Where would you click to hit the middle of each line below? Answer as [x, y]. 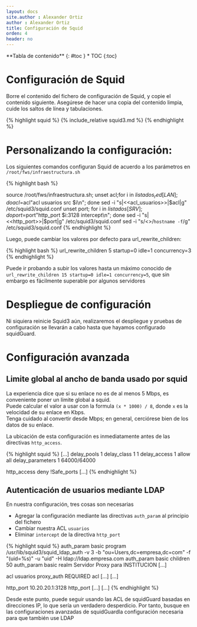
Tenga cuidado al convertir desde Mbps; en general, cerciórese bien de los [97, 418]
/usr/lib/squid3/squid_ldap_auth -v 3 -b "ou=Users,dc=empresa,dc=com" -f [98, 553]
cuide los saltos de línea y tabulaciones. [55, 108]
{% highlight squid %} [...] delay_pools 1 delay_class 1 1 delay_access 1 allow [98, 454]
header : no [19, 39]
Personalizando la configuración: [89, 150]
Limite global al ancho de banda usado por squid [97, 379]
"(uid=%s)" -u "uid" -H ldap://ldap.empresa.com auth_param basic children [98, 558]
